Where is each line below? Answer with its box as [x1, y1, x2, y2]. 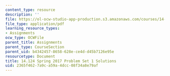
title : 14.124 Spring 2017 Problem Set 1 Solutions [5, 58, 116, 63]
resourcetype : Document [5, 53, 56, 59]
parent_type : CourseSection [5, 44, 65, 49]
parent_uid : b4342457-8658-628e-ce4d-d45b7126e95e [5, 49, 114, 54]
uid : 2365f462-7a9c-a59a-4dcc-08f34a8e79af [5, 63, 99, 68]
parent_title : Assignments [5, 40, 62, 45]
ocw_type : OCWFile [5, 35, 44, 40]
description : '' [5, 12, 39, 17]
